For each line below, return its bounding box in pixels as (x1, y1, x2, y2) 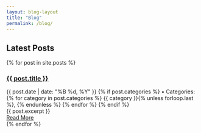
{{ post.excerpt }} (6, 107, 51, 115)
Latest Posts (6, 43, 55, 53)
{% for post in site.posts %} (6, 59, 76, 66)
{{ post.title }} (6, 74, 49, 83)
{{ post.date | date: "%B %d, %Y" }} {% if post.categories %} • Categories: (6, 88, 196, 95)
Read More (6, 114, 34, 121)
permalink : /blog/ (6, 20, 53, 26)
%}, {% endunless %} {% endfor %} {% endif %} (6, 101, 130, 109)
